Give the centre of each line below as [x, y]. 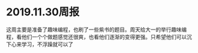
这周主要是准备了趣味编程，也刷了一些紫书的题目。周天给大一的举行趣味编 [96, 29]
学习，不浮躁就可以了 [47, 44]
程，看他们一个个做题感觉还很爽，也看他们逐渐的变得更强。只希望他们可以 [96, 37]
